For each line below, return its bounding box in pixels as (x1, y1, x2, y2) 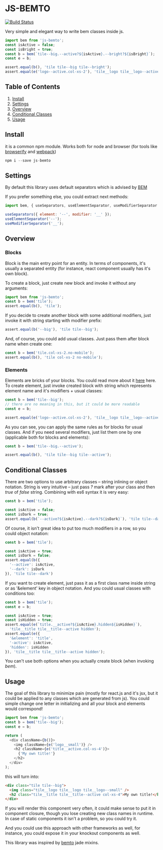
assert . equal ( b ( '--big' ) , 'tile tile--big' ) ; (5, 327, 98, 332)
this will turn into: (5, 774, 40, 779)
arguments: (5, 285, 28, 291)
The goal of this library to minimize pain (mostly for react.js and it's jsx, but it (5, 690, 158, 696)
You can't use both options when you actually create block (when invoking (5, 658, 154, 664)
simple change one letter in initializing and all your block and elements (5, 701, 146, 706)
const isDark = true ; (5, 512, 49, 517)
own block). (5, 271, 29, 277)
